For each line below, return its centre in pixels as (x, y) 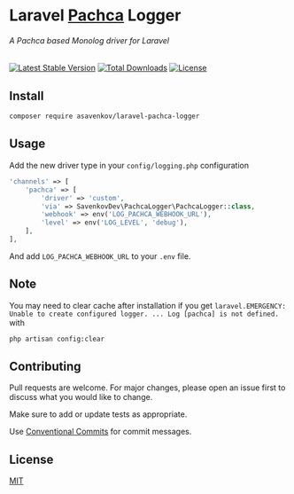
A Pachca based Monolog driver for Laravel (89, 40)
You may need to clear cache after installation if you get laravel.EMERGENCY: (147, 305)
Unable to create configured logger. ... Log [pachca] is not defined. (144, 314)
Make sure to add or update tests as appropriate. (98, 414)
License (31, 459)
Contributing (45, 366)
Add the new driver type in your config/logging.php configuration (129, 165)
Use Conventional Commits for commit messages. (101, 432)
